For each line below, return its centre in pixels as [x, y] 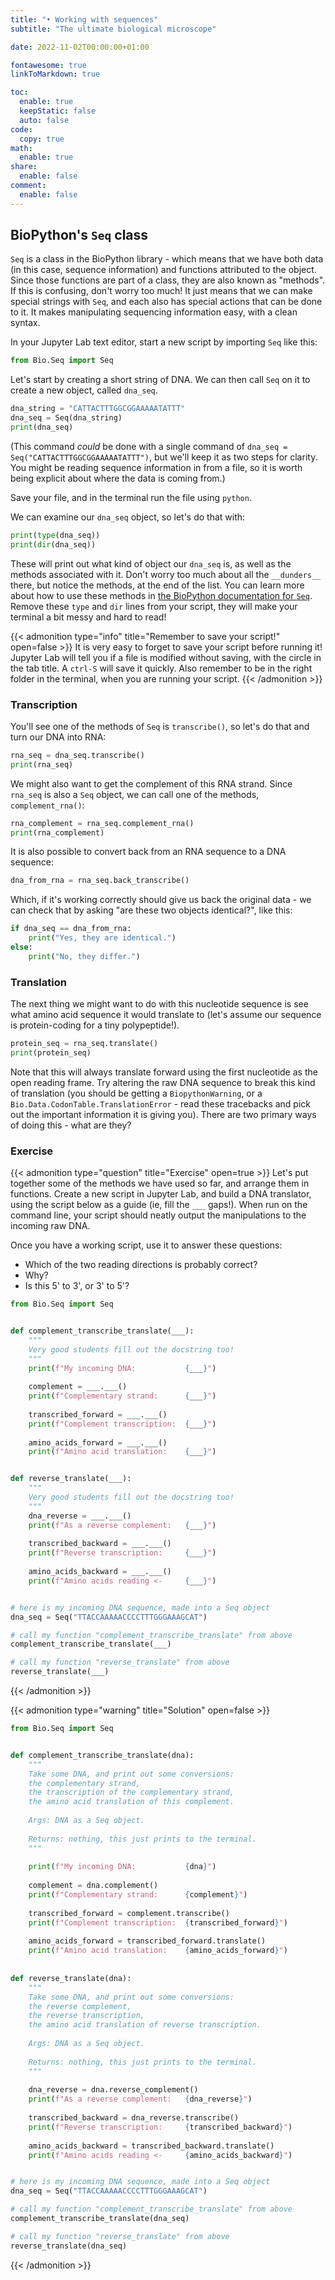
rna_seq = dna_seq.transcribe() [77, 755]
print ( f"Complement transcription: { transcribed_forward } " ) [158, 1922]
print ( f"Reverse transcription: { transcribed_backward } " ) [160, 2127]
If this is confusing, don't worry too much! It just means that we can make [161, 291]
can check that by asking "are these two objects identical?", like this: [151, 910]
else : [21, 947]
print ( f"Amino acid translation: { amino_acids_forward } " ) [158, 1951]
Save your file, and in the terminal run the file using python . [131, 497]
